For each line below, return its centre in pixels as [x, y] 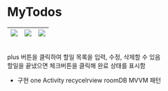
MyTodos [35, 12]
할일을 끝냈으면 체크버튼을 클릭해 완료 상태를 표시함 [76, 65]
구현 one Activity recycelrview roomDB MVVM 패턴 [89, 80]
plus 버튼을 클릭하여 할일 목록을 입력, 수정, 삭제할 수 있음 [84, 57]
